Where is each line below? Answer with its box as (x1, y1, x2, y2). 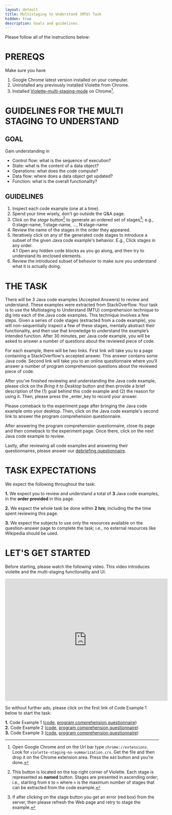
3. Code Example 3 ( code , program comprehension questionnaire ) (5, 730, 139, 736)
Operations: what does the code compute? (12, 168, 99, 174)
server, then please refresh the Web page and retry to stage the (12, 799, 141, 805)
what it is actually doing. (12, 264, 62, 269)
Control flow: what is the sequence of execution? (12, 157, 111, 163)
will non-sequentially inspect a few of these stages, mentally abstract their (5, 323, 155, 329)
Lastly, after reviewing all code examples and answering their (5, 443, 129, 449)
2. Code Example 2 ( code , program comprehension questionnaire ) (5, 725, 139, 731)
